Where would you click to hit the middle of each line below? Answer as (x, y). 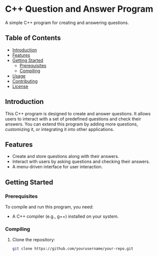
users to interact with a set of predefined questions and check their (73, 119)
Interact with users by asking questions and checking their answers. (81, 162)
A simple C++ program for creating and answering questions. (67, 23)
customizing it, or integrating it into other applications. (60, 129)
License (20, 86)
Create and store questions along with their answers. (66, 156)
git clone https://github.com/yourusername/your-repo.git (73, 249)
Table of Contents (33, 38)
